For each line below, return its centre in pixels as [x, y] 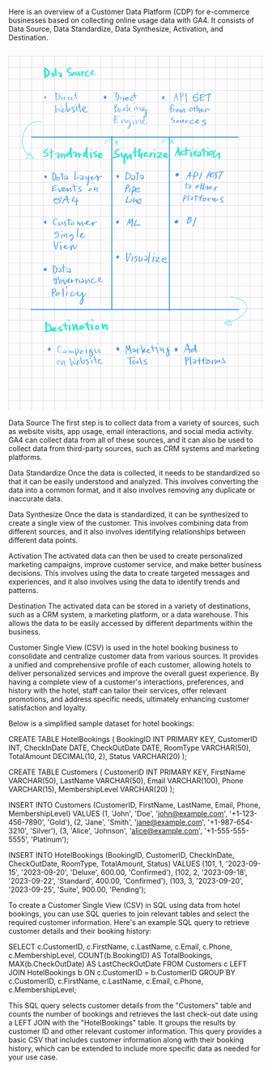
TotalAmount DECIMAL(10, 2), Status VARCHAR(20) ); [98, 756]
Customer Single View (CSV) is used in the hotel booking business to [123, 647]
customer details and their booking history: [80, 931]
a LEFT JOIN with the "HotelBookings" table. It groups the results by [122, 1022]
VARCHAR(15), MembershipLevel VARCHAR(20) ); [91, 789]
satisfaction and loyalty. [48, 707]
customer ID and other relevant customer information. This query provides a [135, 1031]
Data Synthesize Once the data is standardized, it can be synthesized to [128, 514]
